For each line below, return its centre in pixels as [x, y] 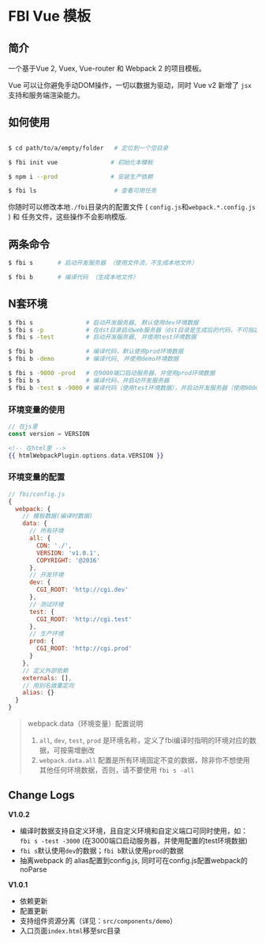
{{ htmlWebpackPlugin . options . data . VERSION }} [86, 456]
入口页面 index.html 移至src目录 [70, 930]
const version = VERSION [49, 434]
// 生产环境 [46, 634]
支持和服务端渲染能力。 [46, 95]
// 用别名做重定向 [49, 685]
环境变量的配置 [37, 477]
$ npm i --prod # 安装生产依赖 [81, 176]
